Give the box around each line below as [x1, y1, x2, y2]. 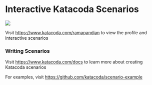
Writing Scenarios [5, 47, 50, 54]
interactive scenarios [5, 35, 48, 41]
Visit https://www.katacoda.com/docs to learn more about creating [5, 59, 143, 65]
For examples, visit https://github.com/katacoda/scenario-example [5, 74, 142, 80]
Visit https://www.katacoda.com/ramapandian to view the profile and [5, 29, 147, 36]
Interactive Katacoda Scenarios [5, 4, 139, 15]
